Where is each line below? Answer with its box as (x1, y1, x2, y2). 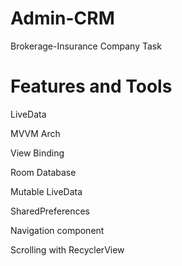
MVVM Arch (10, 127, 61, 139)
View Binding (10, 147, 65, 159)
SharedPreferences (10, 205, 90, 217)
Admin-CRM (10, 7, 115, 30)
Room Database (10, 166, 77, 178)
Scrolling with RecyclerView (10, 243, 125, 256)
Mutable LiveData (10, 185, 83, 197)
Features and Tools (10, 75, 173, 98)
